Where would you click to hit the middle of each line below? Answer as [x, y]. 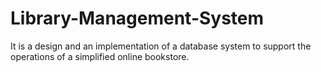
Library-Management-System [137, 18]
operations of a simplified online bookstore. [100, 56]
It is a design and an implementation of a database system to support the [161, 46]
